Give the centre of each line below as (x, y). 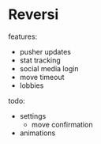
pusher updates (45, 51)
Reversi (34, 15)
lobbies (32, 85)
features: (23, 36)
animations (37, 133)
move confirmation (62, 124)
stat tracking (40, 60)
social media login (49, 68)
